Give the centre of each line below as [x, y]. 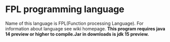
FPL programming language [65, 9]
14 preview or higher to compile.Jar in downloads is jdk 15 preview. [77, 34]
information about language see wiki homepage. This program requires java [85, 28]
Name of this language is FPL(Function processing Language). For [74, 23]
